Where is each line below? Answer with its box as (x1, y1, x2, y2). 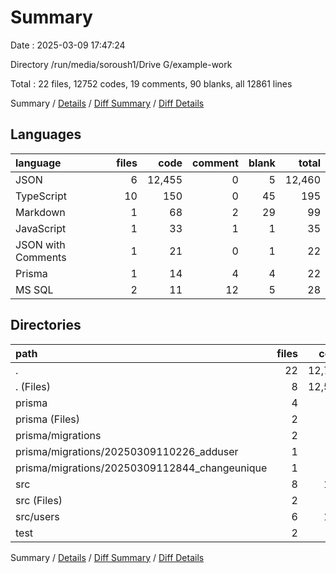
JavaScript (15, 221, 67, 235)
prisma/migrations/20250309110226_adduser (15, 444, 239, 458)
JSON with (15, 237, 66, 251)
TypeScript (15, 189, 67, 203)
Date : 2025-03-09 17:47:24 (10, 39, 126, 51)
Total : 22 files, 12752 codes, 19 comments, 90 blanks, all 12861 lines (10, 77, 293, 90)
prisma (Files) (15, 412, 81, 426)
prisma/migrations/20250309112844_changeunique (15, 461, 268, 475)
